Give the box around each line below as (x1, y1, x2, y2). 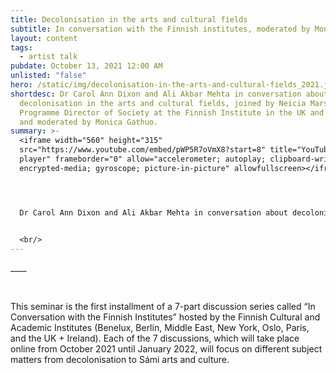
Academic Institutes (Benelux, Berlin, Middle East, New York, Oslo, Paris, (10, 322, 310, 334)
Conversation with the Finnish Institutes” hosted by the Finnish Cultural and (10, 311, 321, 323)
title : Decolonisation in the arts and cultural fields (10, 14, 248, 25)
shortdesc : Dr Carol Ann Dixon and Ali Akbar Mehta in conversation (10, 89, 302, 99)
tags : (10, 42, 33, 53)
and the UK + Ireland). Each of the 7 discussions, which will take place (10, 332, 300, 345)
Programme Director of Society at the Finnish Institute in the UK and (19, 107, 325, 118)
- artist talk (19, 52, 78, 62)
